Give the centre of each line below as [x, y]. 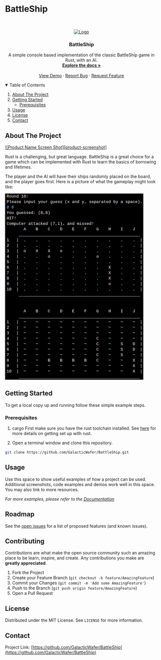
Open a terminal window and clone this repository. [62, 443]
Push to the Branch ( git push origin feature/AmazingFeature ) [74, 588]
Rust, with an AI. [81, 60]
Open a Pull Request [32, 593]
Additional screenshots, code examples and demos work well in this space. [80, 484]
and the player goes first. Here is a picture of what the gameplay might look [80, 182]
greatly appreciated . [26, 563]
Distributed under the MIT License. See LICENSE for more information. [74, 620]
